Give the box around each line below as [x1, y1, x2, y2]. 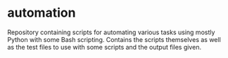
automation [7, 5, 76, 21]
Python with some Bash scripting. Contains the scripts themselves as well [7, 35, 222, 43]
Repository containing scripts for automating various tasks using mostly [7, 28, 215, 36]
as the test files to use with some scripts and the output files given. [7, 43, 202, 51]
